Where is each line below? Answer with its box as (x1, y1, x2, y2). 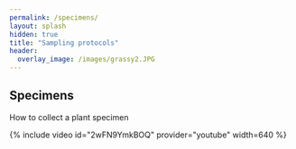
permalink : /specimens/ (9, 13, 99, 22)
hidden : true (9, 30, 59, 39)
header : (9, 47, 39, 56)
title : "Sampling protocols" (9, 38, 119, 48)
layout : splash (9, 22, 67, 31)
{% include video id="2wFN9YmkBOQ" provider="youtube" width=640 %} (9, 129, 287, 140)
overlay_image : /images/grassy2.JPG (17, 55, 155, 64)
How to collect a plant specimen (9, 111, 129, 122)
